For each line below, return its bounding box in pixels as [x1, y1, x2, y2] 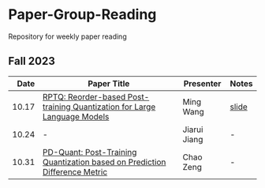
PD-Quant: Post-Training [42, 146, 137, 157]
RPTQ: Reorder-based [42, 91, 126, 102]
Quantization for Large [72, 101, 156, 112]
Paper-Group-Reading [8, 6, 157, 24]
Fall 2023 [8, 55, 55, 68]
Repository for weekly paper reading [8, 32, 128, 41]
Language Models [42, 111, 110, 122]
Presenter [183, 77, 222, 88]
